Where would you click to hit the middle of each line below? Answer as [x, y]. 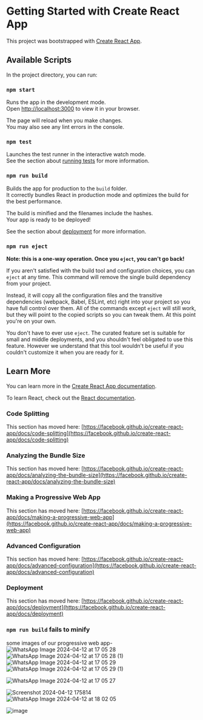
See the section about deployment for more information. [76, 231]
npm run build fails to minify [48, 629]
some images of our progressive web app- [60, 643]
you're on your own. [31, 321]
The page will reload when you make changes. [65, 120]
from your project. [29, 283]
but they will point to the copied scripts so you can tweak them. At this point [101, 314]
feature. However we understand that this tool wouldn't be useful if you [95, 345]
